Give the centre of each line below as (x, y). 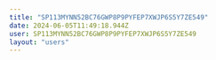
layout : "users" (39, 42)
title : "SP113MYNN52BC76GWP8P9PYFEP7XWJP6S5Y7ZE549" (109, 17)
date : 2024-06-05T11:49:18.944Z (69, 26)
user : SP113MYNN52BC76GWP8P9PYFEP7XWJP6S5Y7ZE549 (103, 34)
